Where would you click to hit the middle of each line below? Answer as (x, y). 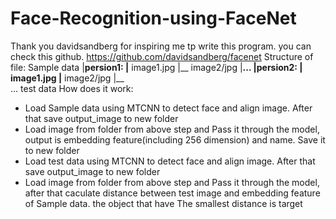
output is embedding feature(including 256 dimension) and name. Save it (175, 139)
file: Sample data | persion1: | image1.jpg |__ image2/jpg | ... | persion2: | (156, 67)
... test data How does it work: (72, 88)
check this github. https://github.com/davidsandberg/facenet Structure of (162, 56)
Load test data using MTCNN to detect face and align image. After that (170, 161)
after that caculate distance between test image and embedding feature (172, 193)
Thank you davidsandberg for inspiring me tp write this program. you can (161, 46)
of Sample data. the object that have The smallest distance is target (163, 203)
